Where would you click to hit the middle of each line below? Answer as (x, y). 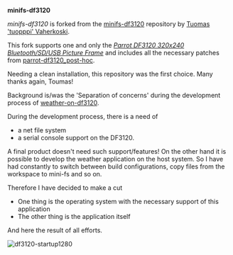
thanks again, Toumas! (40, 81)
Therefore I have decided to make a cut (65, 188)
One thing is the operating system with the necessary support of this (118, 202)
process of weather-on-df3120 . (53, 103)
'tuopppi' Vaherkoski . (38, 32)
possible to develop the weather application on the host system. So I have (115, 159)
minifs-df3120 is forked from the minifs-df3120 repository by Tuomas (109, 24)
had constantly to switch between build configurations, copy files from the (116, 166)
